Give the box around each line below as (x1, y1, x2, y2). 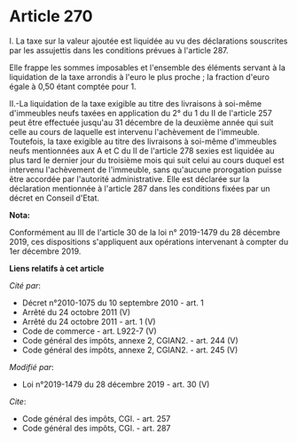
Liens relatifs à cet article (9, 263, 105, 273)
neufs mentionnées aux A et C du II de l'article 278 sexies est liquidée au (9, 145, 275, 156)
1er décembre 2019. (9, 246, 82, 257)
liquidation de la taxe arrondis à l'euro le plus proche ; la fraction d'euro (9, 71, 270, 82)
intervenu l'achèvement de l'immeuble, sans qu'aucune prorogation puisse (9, 164, 282, 175)
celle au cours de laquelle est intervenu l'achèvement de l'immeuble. (9, 126, 260, 137)
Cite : (9, 396, 27, 406)
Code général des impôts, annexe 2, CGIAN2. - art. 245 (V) (21, 344, 238, 355)
